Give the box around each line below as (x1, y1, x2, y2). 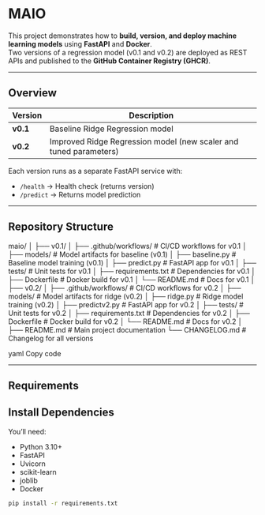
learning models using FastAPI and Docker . (8, 39, 152, 48)
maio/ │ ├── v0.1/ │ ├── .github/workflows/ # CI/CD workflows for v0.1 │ (8, 241, 247, 250)
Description (129, 110, 174, 121)
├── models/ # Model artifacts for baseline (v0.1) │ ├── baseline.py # (8, 250, 237, 259)
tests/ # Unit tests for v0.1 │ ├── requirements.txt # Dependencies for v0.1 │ (8, 266, 256, 276)
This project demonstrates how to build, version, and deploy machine (8, 31, 237, 40)
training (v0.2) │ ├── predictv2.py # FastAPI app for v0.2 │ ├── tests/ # (8, 299, 244, 309)
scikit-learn (19, 467, 57, 476)
